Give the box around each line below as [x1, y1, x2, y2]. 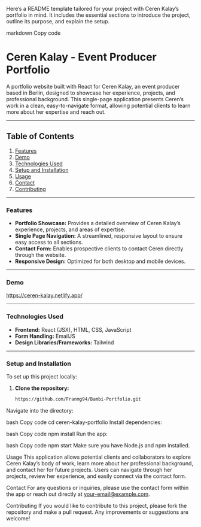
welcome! [6, 514, 31, 522]
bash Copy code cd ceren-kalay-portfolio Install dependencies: [6, 419, 163, 426]
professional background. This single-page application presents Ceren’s [6, 95, 184, 102]
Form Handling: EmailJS [14, 332, 76, 340]
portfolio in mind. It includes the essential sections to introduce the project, [6, 11, 191, 19]
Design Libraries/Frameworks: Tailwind [14, 338, 114, 346]
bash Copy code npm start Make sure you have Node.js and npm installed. [6, 441, 190, 449]
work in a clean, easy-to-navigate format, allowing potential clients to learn [6, 102, 191, 109]
